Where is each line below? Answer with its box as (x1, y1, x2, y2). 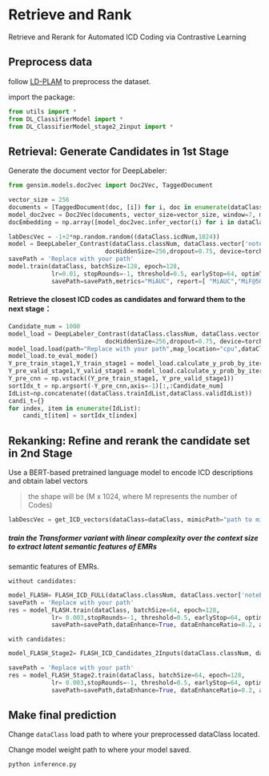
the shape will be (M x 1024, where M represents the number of (27, 492, 238, 501)
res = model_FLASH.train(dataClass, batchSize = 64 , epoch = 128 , (8, 606, 220, 614)
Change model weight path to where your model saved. (8, 745, 191, 754)
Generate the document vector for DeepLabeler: (8, 166, 167, 175)
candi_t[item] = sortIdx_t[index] (22, 412, 138, 420)
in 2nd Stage (8, 446, 73, 460)
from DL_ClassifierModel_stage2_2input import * (8, 123, 174, 131)
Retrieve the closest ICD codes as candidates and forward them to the (8, 295, 246, 304)
